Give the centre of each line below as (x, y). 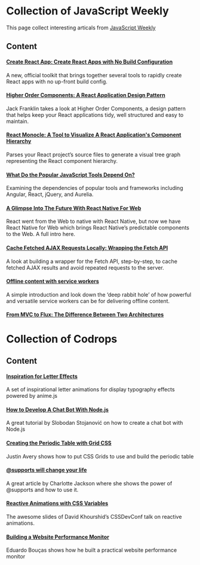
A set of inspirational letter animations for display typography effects (90, 389)
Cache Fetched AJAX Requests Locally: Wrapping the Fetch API (87, 247)
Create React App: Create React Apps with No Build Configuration (90, 62)
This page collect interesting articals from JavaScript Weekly (81, 28)
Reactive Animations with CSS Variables (57, 503)
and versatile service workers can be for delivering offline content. (88, 301)
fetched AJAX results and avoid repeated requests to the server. (85, 267)
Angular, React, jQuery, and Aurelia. (50, 194)
